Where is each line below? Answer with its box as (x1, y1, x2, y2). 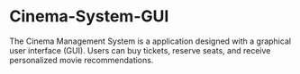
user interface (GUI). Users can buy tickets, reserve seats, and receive (9, 45, 271, 55)
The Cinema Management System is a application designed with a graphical (9, 36, 291, 46)
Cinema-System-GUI (9, 6, 169, 27)
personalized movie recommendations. (9, 54, 154, 65)
